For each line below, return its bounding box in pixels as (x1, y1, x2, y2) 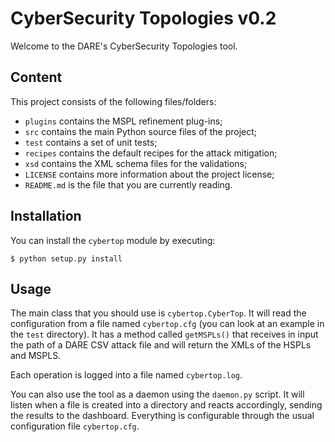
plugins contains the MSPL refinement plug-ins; (24, 115, 223, 127)
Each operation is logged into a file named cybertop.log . (10, 369, 243, 381)
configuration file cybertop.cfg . (10, 420, 140, 432)
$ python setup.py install (10, 253, 123, 264)
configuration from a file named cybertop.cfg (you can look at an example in (10, 318, 325, 330)
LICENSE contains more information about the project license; (24, 168, 275, 180)
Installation (10, 208, 82, 225)
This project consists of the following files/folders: (10, 95, 217, 107)
